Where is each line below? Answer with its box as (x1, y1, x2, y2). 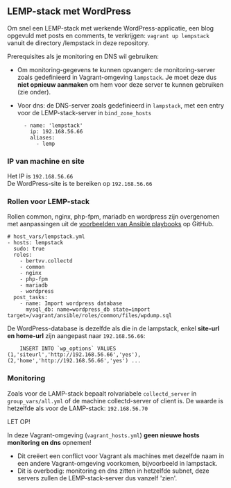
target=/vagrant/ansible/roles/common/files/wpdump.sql (7, 312, 172, 319)
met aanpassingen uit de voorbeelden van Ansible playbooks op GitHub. (7, 220, 214, 228)
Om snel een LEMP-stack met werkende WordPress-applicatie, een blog (7, 24, 214, 32)
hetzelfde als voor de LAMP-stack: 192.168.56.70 (7, 404, 148, 412)
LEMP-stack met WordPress (7, 6, 132, 17)
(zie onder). (17, 87, 51, 96)
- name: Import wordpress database (19, 300, 123, 308)
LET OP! (7, 417, 31, 426)
